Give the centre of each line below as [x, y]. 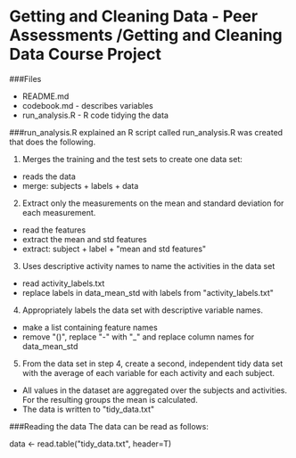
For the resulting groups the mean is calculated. [110, 399]
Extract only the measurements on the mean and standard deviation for [153, 203]
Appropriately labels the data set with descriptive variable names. [142, 310]
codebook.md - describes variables [87, 105]
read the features [54, 230]
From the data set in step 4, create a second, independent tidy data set [152, 364]
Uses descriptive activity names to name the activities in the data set [148, 266]
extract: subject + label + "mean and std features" [114, 249]
